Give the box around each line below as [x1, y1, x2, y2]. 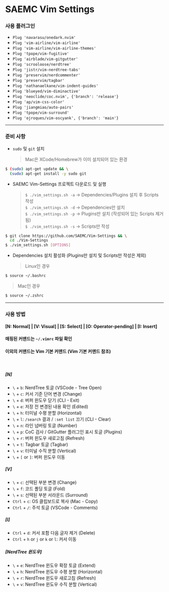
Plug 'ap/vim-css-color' [12, 100, 65, 105]
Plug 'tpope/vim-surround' [12, 110, 69, 116]
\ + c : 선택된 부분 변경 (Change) [12, 479, 77, 485]
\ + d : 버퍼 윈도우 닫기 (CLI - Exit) [12, 398, 79, 404]
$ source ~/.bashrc [5, 273, 46, 278]
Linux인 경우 [25, 263, 50, 269]
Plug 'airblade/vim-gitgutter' [12, 57, 78, 62]
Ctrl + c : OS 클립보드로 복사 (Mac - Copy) [12, 499, 98, 505]
